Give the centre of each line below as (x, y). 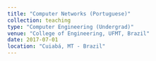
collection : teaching (39, 20)
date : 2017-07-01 (33, 40)
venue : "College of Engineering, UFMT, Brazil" (79, 33)
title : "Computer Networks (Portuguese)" (69, 14)
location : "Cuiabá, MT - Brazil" (56, 46)
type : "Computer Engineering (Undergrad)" (71, 27)
